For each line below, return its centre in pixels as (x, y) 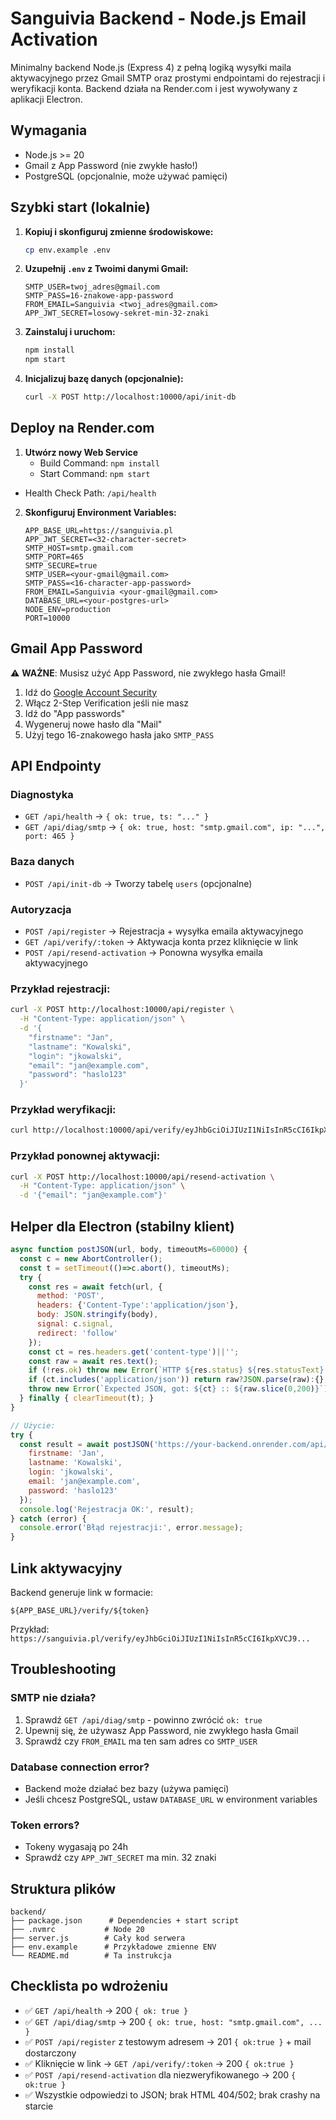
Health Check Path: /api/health (90, 493)
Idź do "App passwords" (75, 713)
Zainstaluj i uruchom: (70, 332)
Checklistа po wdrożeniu (89, 1986)
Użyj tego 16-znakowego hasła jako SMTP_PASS (119, 734)
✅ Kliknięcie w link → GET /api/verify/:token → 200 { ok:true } (159, 2063)
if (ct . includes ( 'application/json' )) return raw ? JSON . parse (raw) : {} (176, 1380)
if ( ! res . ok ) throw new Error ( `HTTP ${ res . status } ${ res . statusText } (176, 1370)
